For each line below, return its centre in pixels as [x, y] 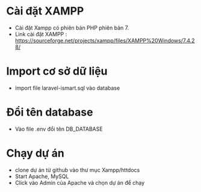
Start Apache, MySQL [42, 176]
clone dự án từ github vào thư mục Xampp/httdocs [77, 170]
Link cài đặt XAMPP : [41, 34]
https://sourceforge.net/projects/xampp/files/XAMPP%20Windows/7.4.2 [105, 40]
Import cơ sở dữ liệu [57, 71]
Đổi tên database [50, 112]
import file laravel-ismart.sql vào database [67, 88]
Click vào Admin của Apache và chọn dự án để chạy [80, 182]
